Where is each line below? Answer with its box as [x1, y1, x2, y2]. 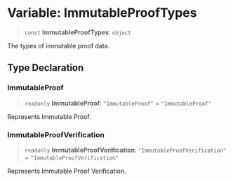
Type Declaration [7, 62, 84, 74]
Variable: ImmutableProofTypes [7, 5, 197, 21]
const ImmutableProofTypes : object [24, 28, 132, 36]
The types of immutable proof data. [7, 41, 110, 50]
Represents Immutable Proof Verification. [7, 167, 126, 175]
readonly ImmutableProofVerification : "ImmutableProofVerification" [24, 146, 227, 154]
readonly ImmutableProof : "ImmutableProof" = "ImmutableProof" [24, 99, 212, 107]
